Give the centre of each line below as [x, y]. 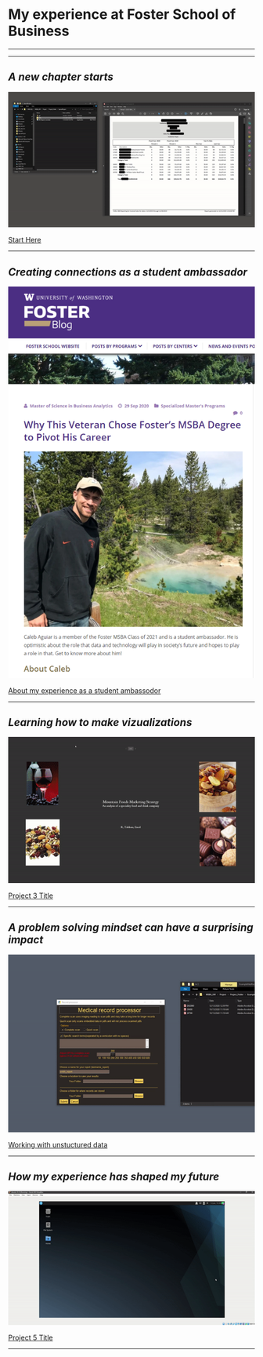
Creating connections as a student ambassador [128, 272]
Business [39, 31]
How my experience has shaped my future [114, 1176]
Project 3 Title [31, 896]
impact [26, 940]
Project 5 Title [31, 1338]
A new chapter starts [61, 77]
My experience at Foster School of [122, 15]
